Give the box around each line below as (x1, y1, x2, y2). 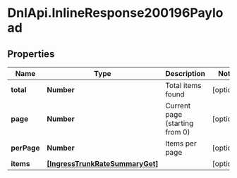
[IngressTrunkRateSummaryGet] (47, 159, 159, 168)
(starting (165, 118, 194, 128)
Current (165, 101, 191, 110)
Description (165, 69, 206, 78)
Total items (165, 81, 202, 90)
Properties (7, 48, 55, 60)
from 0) (165, 127, 190, 136)
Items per (165, 139, 197, 148)
